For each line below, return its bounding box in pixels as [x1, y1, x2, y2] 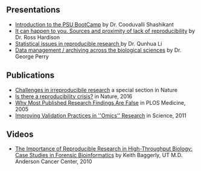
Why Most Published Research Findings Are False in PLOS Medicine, [14, 99, 186, 106]
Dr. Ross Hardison [14, 33, 60, 41]
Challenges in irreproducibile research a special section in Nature [14, 86, 178, 93]
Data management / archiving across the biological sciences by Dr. [14, 46, 182, 54]
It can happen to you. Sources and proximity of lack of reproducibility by [14, 27, 195, 34]
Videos [6, 129, 34, 140]
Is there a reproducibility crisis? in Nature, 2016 [14, 93, 133, 100]
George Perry [14, 52, 49, 60]
